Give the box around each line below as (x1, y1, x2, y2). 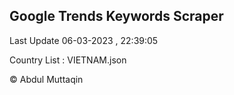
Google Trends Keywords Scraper (9, 8, 224, 25)
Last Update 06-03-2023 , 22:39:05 (9, 34, 159, 46)
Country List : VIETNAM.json (9, 54, 127, 66)
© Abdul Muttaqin (9, 73, 84, 85)
